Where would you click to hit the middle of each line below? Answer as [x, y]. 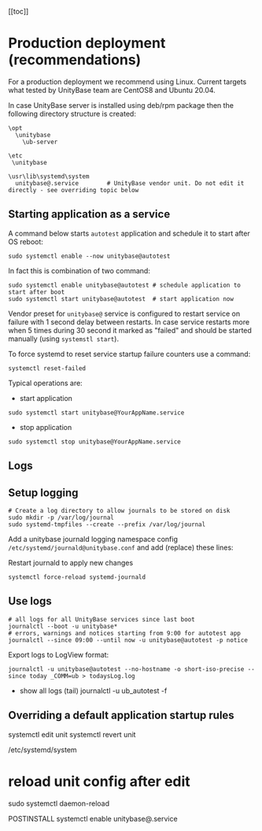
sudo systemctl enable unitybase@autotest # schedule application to [125, 285]
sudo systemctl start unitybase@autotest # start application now [121, 299]
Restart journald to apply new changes [71, 562]
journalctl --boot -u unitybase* [63, 626]
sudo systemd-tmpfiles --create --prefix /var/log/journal [107, 524]
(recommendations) [75, 60]
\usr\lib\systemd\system [49, 176]
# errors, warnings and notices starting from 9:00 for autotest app [125, 633]
